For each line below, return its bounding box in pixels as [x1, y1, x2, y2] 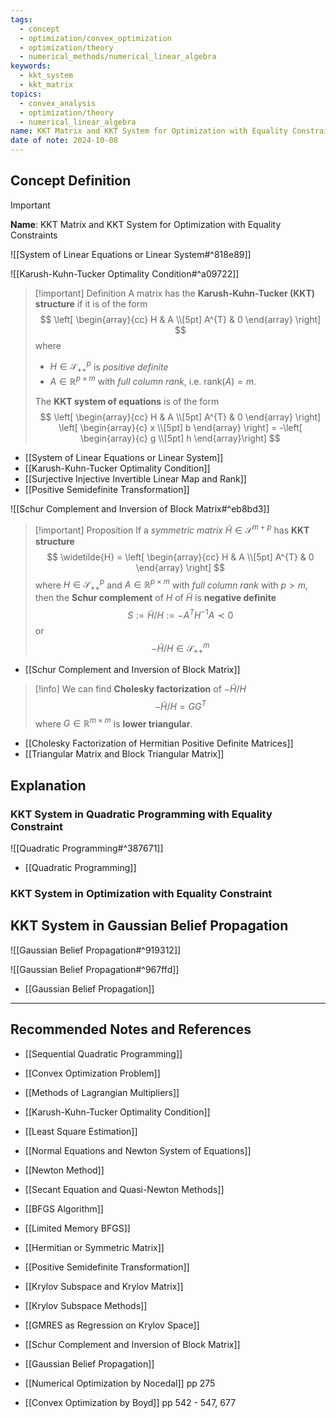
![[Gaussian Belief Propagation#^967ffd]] [10, 963, 180, 975]
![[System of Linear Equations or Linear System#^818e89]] [10, 248, 252, 260]
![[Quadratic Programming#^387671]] [10, 842, 164, 855]
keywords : [10, 61, 52, 71]
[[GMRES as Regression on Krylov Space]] [24, 1319, 200, 1331]
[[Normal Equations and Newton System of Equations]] [24, 1144, 252, 1156]
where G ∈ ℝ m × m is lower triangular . [34, 716, 193, 730]
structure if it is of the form [34, 297, 148, 310]
